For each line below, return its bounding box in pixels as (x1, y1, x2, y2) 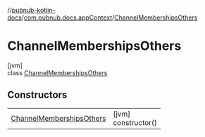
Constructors (7, 89, 68, 101)
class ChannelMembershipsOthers (7, 68, 108, 77)
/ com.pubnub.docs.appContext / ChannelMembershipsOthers (21, 13, 198, 22)
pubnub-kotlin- (11, 6, 56, 14)
